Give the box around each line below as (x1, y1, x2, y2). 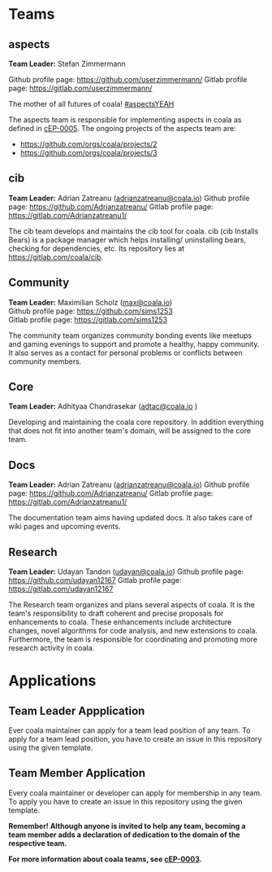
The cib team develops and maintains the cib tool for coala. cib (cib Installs (8, 226, 259, 236)
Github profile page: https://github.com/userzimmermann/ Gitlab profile (8, 75, 248, 84)
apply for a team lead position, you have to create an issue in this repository (8, 734, 262, 744)
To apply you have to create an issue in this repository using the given (8, 796, 243, 806)
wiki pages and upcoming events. (8, 522, 121, 532)
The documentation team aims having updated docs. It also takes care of (8, 513, 253, 523)
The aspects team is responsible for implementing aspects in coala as (8, 115, 242, 125)
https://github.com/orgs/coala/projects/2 (19, 139, 158, 149)
